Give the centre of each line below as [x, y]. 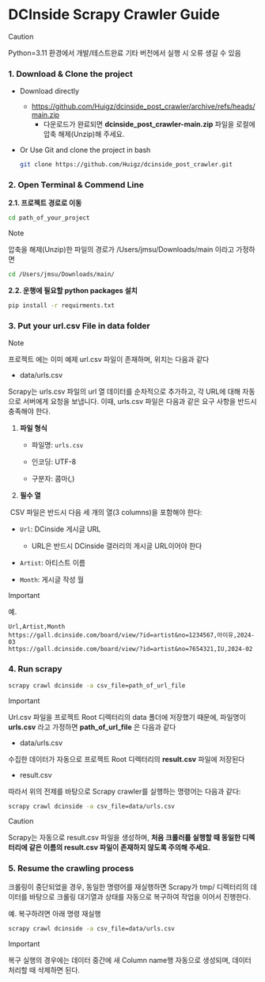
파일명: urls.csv [57, 445]
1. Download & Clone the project [70, 74]
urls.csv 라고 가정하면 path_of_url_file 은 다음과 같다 [92, 727]
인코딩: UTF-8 [54, 462]
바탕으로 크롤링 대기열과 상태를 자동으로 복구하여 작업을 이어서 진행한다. [140, 896]
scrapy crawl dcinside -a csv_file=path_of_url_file [97, 685]
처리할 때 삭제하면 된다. [44, 970]
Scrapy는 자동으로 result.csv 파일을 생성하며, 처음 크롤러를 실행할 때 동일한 [125, 838]
